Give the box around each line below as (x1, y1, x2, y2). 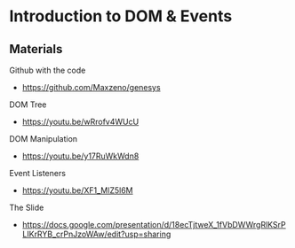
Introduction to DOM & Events (9, 6, 233, 27)
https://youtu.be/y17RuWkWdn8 (21, 151, 140, 161)
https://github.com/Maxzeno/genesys (21, 82, 162, 92)
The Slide (9, 202, 44, 213)
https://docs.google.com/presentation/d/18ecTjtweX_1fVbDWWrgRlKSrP (21, 220, 286, 229)
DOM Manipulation (9, 134, 78, 143)
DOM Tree (9, 99, 47, 110)
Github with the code (9, 65, 86, 75)
